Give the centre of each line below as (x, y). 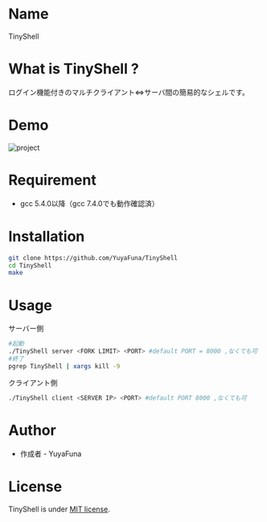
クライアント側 (33, 383)
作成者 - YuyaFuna (51, 454)
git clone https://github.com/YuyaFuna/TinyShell (93, 258)
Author (32, 430)
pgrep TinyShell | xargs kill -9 (64, 366)
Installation (47, 236)
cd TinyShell (30, 265)
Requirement (52, 180)
